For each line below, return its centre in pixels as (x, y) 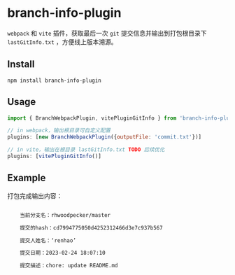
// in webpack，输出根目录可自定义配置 (59, 131)
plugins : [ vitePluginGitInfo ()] (54, 156)
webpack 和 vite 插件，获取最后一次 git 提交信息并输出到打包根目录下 (107, 33)
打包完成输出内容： (35, 196)
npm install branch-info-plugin (54, 80)
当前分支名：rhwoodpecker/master (65, 215)
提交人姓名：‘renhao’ (48, 240)
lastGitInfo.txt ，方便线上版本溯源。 (62, 42)
